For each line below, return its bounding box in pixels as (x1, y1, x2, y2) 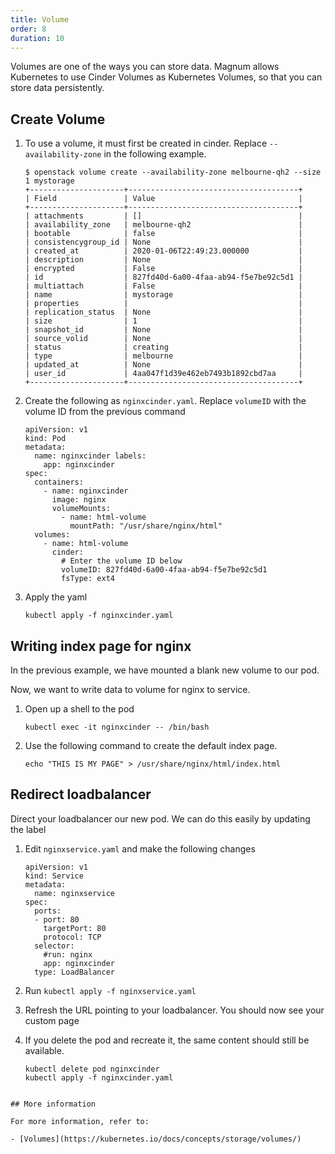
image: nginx (51, 495, 107, 505)
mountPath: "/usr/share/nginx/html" (69, 521, 223, 531)
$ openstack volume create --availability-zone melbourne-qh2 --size (24, 167, 322, 178)
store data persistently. (10, 82, 105, 94)
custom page (24, 1014, 80, 1026)
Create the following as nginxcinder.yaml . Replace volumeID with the (24, 395, 307, 407)
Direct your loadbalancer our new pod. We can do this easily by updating (10, 812, 311, 825)
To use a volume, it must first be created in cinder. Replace (24, 137, 268, 150)
